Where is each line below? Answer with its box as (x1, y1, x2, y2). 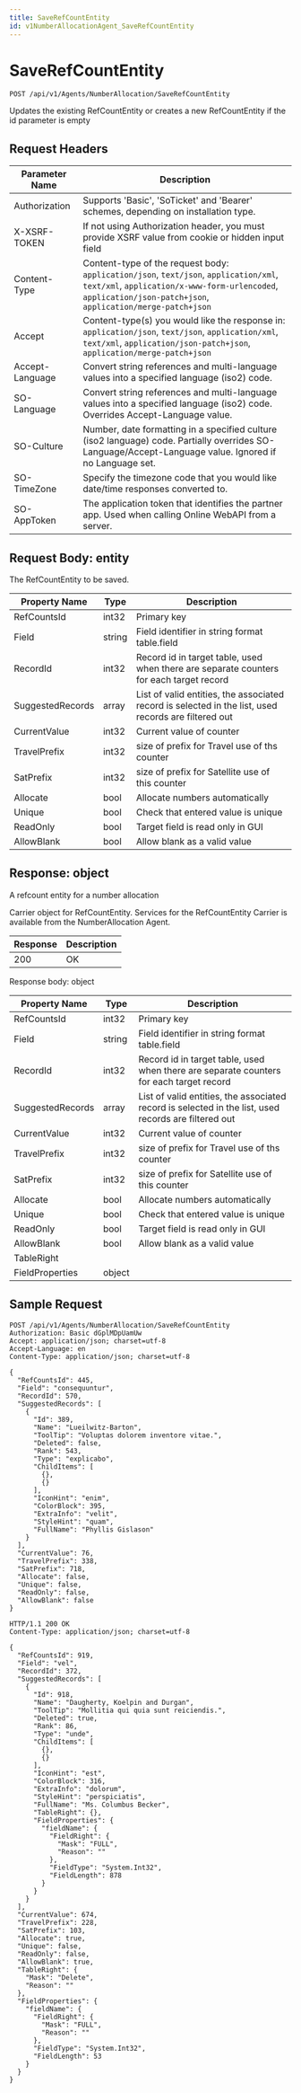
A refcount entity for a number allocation (9, 889, 159, 900)
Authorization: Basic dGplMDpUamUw (9, 1329, 142, 1338)
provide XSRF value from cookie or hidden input (82, 231, 285, 243)
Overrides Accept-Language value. (82, 409, 233, 421)
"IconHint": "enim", (32, 1493, 110, 1503)
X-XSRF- (13, 225, 55, 238)
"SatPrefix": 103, (17, 1926, 87, 1935)
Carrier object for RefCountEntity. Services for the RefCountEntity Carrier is (9, 906, 288, 917)
